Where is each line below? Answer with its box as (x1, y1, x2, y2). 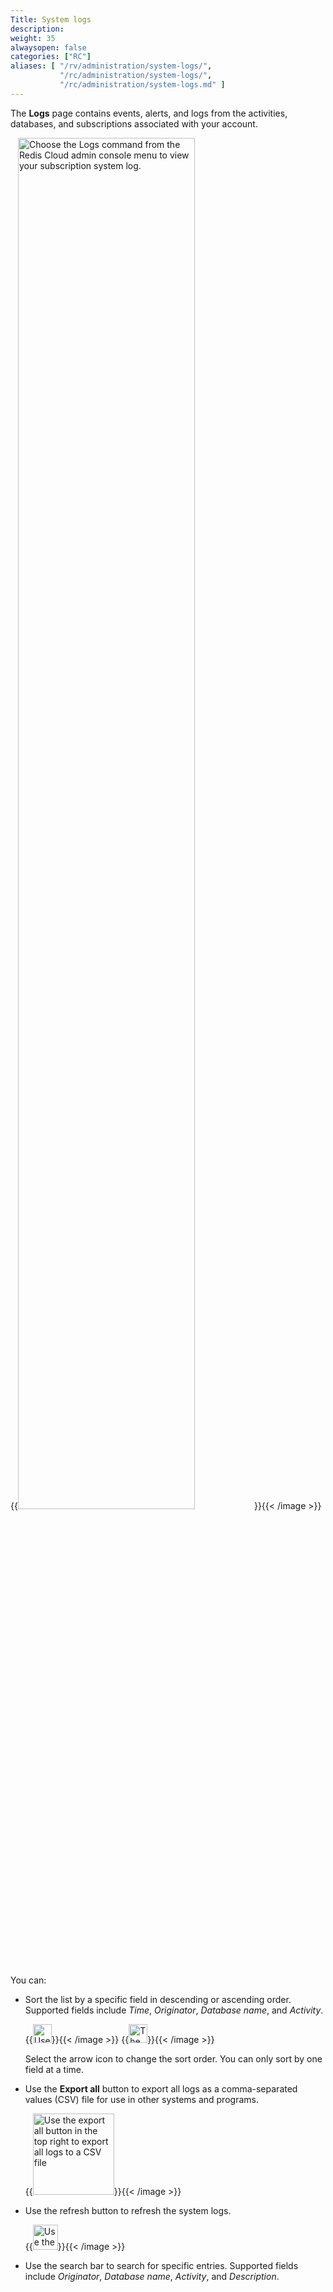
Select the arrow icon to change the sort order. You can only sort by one (24, 2052, 323, 2065)
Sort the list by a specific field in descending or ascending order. (24, 1993, 292, 2005)
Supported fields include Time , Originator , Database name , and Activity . (24, 2004, 324, 2016)
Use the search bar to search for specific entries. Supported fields (24, 2259, 299, 2271)
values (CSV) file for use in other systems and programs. (24, 2093, 259, 2105)
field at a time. (24, 2063, 85, 2075)
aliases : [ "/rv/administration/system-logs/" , (10, 61, 213, 71)
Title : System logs (10, 14, 92, 25)
